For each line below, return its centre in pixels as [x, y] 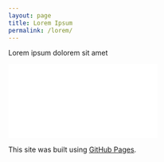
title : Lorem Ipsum [41, 23]
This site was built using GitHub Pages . [72, 150]
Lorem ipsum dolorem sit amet [58, 53]
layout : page [30, 15]
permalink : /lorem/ [41, 30]
